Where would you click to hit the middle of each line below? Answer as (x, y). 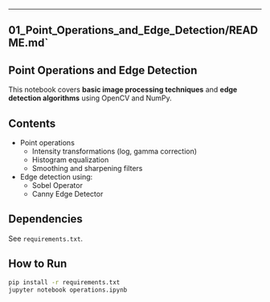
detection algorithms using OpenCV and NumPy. (90, 98)
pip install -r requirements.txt (64, 282)
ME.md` (29, 43)
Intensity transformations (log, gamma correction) (115, 151)
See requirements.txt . (45, 239)
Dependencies (45, 219)
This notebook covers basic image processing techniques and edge (123, 90)
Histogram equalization (70, 160)
